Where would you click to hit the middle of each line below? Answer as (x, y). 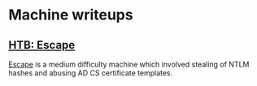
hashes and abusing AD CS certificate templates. (91, 73)
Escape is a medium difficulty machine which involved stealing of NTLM (129, 64)
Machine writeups (71, 15)
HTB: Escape (42, 45)
